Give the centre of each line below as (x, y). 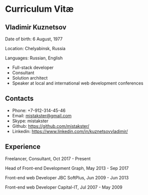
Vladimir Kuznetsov (36, 27)
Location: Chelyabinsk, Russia (35, 48)
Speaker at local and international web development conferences (78, 83)
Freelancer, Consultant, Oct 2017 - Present (48, 159)
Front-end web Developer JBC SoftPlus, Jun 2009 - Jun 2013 (67, 177)
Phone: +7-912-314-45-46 (39, 110)
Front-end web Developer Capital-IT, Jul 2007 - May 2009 (64, 187)
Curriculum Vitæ (40, 9)
